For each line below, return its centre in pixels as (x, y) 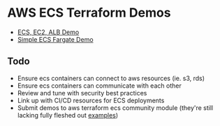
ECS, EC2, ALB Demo (48, 32)
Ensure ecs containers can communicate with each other (99, 86)
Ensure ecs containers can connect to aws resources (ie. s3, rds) (111, 78)
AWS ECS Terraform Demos (89, 13)
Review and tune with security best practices (82, 93)
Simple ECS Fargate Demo (55, 39)
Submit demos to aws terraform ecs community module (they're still (115, 108)
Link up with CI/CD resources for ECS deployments (91, 100)
